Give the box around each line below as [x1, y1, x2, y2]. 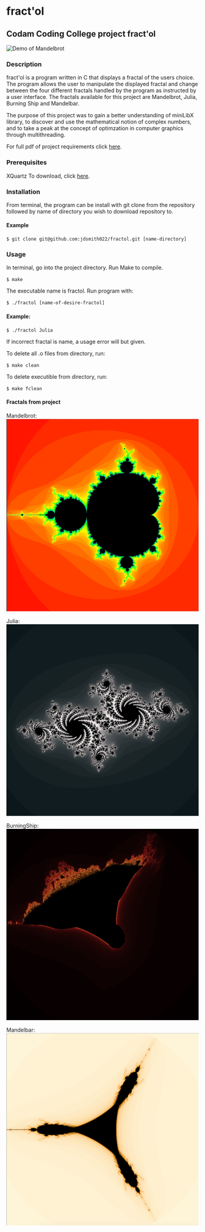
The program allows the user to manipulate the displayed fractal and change [6, 81, 198, 88]
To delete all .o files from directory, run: [6, 349, 106, 357]
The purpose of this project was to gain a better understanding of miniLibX [6, 112, 194, 119]
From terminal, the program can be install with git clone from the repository [6, 201, 195, 208]
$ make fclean [6, 385, 43, 392]
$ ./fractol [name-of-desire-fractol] [6, 300, 105, 306]
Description [6, 60, 42, 68]
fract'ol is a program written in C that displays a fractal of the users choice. [6, 74, 195, 81]
